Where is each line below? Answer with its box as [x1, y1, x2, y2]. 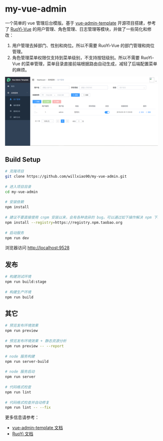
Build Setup [5, 155, 41, 164]
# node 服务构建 [5, 354, 35, 359]
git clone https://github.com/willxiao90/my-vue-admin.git [5, 174, 127, 179]
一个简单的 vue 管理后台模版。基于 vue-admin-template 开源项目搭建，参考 [5, 20, 156, 26]
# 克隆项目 [5, 169, 24, 174]
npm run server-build [5, 359, 49, 364]
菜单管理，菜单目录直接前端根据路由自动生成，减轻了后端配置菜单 [25, 61, 158, 67]
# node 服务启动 [5, 369, 35, 374]
